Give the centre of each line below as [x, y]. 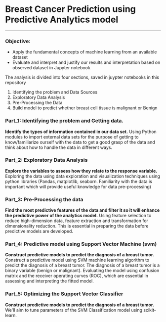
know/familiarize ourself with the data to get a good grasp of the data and [80, 142]
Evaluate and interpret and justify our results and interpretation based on [86, 62]
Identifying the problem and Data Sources [55, 92]
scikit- [150, 310]
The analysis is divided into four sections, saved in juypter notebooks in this [82, 77]
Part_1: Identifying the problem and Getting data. [64, 121]
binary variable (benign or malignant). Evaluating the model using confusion [82, 271]
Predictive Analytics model [62, 20]
